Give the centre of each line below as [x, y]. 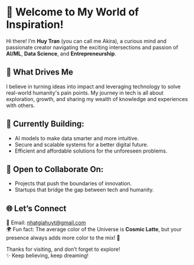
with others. [21, 105]
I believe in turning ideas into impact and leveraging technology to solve [93, 86]
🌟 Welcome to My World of [73, 12]
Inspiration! [35, 25]
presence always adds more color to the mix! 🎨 [63, 238]
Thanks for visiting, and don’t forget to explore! [63, 249]
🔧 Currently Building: [45, 124]
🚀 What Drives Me [40, 72]
